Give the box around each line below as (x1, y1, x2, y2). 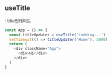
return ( (9, 42, 27, 47)
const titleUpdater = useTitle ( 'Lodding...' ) (9, 32, 106, 37)
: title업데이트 (4, 17, 31, 24)
